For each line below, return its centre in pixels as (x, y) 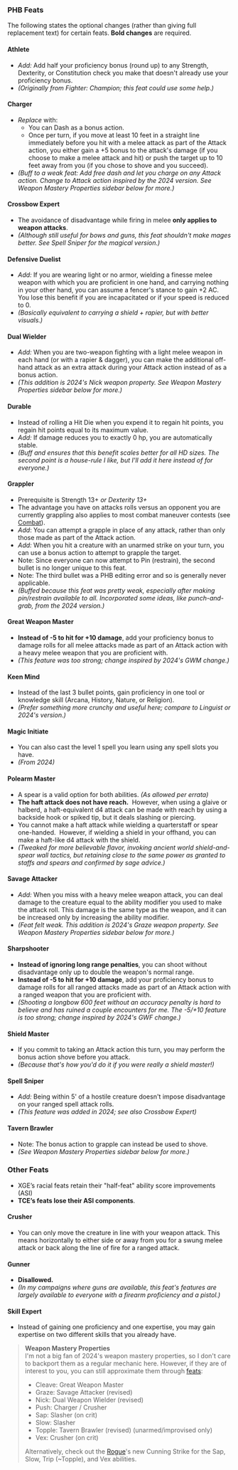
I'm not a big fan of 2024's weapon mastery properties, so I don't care (128, 1356)
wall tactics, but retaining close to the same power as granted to (131, 855)
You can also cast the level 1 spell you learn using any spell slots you (118, 747)
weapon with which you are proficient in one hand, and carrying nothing (123, 282)
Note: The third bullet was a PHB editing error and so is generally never (122, 575)
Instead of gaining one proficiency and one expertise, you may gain (116, 1327)
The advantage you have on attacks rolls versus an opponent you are (119, 507)
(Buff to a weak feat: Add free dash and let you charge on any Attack (119, 173)
